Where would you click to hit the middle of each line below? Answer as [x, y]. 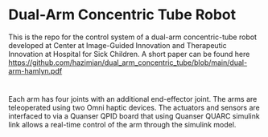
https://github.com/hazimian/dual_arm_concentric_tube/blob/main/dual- [128, 62]
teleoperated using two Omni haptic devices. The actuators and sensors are [134, 108]
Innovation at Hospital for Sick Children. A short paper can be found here [129, 54]
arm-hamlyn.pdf [35, 71]
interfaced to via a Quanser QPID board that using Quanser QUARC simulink [134, 116]
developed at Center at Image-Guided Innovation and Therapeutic [118, 45]
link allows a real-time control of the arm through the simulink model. [122, 125]
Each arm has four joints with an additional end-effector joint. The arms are [133, 99]
